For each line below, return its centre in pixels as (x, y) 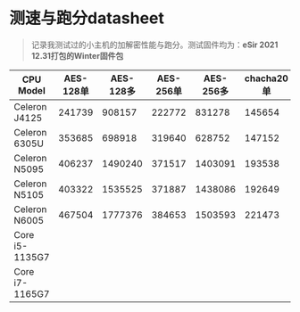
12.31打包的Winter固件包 (77, 55)
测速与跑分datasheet (87, 18)
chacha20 (266, 78)
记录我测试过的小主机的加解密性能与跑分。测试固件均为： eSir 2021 (154, 45)
